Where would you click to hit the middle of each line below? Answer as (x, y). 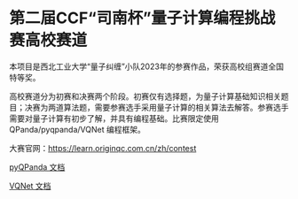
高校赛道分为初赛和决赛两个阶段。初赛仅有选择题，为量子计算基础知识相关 (145, 96)
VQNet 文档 (30, 186)
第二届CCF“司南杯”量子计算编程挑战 (142, 18)
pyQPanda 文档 (37, 167)
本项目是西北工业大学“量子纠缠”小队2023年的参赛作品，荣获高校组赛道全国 (146, 66)
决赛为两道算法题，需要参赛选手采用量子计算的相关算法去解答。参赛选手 (157, 107)
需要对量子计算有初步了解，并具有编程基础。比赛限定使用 (114, 118)
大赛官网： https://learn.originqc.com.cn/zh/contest (103, 148)
